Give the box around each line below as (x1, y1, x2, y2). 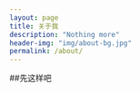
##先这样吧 (9, 73, 52, 84)
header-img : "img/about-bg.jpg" (9, 38, 132, 48)
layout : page (9, 13, 59, 23)
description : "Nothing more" (9, 30, 120, 39)
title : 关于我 (9, 22, 59, 31)
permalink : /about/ (9, 47, 84, 56)
